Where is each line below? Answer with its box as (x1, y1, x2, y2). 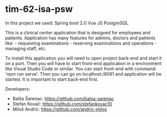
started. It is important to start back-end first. (5, 76, 99, 82)
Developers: (5, 86, 30, 92)
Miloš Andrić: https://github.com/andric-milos (12, 106, 107, 112)
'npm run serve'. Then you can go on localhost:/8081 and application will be (5, 71, 162, 77)
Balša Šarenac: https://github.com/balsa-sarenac (12, 96, 114, 102)
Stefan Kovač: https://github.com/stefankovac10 (12, 101, 112, 107)
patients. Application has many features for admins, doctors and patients (5, 35, 155, 41)
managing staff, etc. (5, 45, 47, 51)
